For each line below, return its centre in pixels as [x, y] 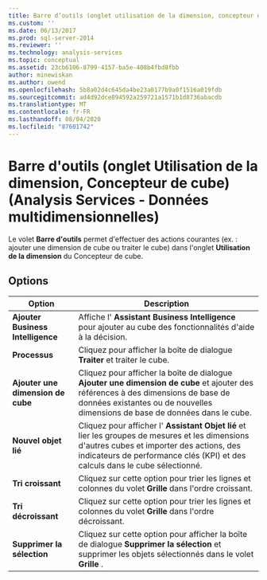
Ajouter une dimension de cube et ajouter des [166, 382]
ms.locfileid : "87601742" [51, 127]
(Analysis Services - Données [108, 200]
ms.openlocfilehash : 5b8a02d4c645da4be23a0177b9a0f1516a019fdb [115, 90]
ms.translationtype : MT [48, 104]
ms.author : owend [37, 82]
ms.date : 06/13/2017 [43, 30]
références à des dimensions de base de [154, 393]
